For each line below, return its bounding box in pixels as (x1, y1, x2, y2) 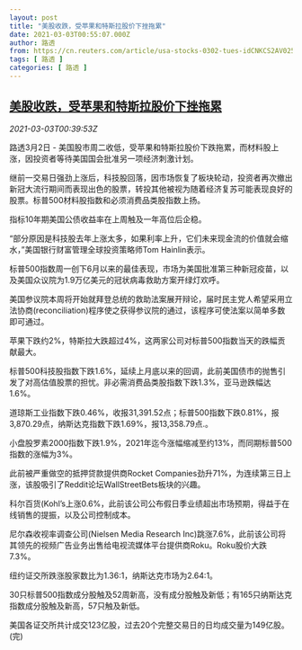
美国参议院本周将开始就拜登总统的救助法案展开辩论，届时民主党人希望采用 (9, 293, 285, 304)
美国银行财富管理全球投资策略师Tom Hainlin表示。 (24, 244, 210, 254)
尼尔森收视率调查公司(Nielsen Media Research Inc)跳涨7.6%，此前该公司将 (9, 528, 287, 539)
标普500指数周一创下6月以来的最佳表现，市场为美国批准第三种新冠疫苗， (9, 263, 281, 274)
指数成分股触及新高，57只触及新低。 (9, 600, 146, 611)
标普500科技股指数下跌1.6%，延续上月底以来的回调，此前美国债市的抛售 (9, 365, 279, 376)
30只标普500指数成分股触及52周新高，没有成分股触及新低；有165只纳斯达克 (9, 589, 292, 600)
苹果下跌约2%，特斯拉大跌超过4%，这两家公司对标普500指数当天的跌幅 (9, 334, 279, 346)
